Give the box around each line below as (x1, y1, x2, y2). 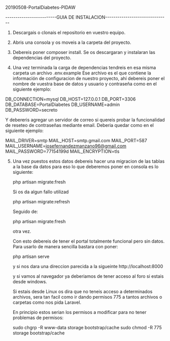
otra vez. (12, 228, 31, 234)
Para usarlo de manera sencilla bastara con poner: (12, 244, 118, 249)
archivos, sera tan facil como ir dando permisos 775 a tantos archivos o (12, 294, 162, 300)
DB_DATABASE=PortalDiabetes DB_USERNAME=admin (5, 101, 120, 108)
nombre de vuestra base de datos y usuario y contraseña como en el (12, 81, 157, 87)
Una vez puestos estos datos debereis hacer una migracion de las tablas (12, 158, 165, 164)
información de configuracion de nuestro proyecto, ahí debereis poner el (12, 75, 165, 81)
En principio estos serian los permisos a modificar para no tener (12, 309, 147, 315)
